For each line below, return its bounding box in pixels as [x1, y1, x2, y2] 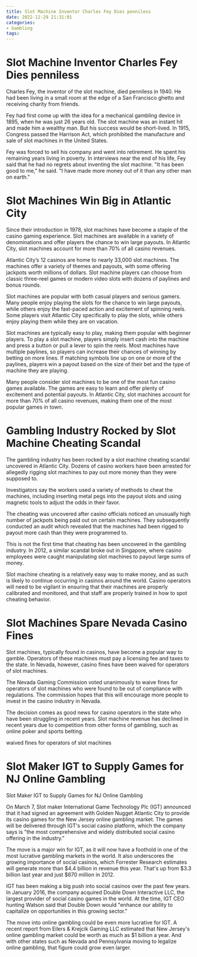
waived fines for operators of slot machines [6, 739, 112, 746]
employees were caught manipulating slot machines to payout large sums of [6, 553, 191, 560]
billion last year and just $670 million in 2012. [6, 871, 115, 878]
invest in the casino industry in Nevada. [6, 697, 102, 705]
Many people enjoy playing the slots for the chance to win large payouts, [6, 299, 182, 306]
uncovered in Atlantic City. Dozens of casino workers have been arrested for [6, 462, 191, 469]
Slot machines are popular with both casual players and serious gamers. [6, 293, 181, 300]
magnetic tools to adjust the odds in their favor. [6, 499, 121, 506]
